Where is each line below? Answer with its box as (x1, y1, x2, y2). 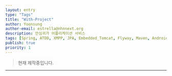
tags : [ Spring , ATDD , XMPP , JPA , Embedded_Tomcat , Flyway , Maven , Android (5, 36, 168, 41)
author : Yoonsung (5, 21, 42, 27)
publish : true (5, 41, 36, 46)
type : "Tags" (5, 12, 33, 17)
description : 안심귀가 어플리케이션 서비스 (5, 31, 85, 36)
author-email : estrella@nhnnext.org (5, 26, 83, 31)
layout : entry (5, 7, 36, 13)
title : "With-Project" (5, 17, 54, 22)
